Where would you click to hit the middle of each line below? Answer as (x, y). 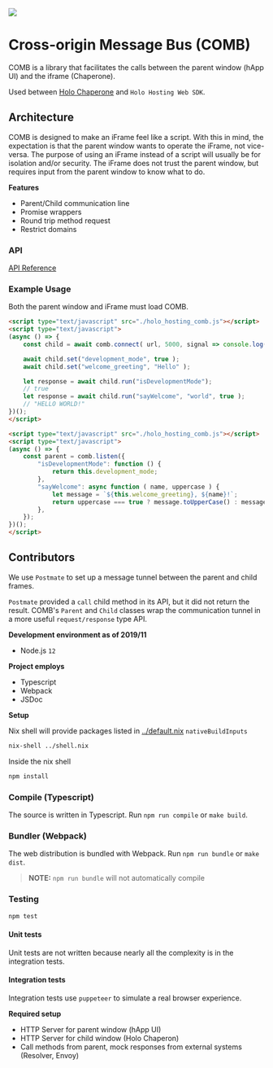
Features (24, 187)
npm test (23, 916)
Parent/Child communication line (75, 203)
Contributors (42, 558)
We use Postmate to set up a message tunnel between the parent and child (133, 577)
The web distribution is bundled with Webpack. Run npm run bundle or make (134, 854)
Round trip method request (65, 221)
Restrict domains (48, 229)
